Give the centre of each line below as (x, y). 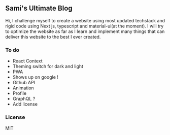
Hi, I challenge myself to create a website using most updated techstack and (85, 20)
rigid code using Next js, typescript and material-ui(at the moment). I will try (84, 26)
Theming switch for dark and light (48, 66)
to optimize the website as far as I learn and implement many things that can (85, 31)
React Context (27, 61)
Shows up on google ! (35, 77)
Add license (25, 104)
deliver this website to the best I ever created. (53, 37)
